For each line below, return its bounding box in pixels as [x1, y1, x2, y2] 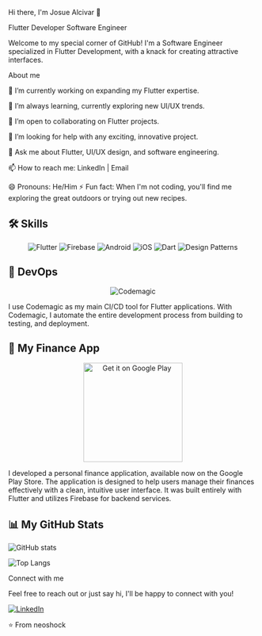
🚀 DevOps [8, 266, 58, 279]
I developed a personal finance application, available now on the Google [8, 469, 244, 478]
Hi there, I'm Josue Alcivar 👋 [8, 8, 101, 17]
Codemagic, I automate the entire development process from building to [8, 310, 243, 320]
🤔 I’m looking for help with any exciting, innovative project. [8, 132, 199, 141]
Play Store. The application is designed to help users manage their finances [8, 477, 255, 487]
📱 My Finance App [8, 342, 101, 355]
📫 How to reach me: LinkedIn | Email [8, 163, 129, 172]
